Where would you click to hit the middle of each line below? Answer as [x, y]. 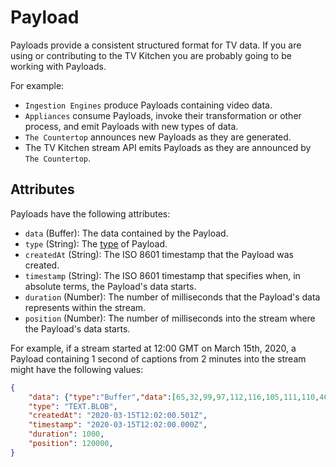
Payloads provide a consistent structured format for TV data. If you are [156, 45]
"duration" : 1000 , [66, 434]
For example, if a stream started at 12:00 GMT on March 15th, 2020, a [153, 348]
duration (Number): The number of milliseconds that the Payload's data [172, 297]
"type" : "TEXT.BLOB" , [73, 406]
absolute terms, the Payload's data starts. [110, 286]
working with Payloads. [58, 66]
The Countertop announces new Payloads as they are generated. [158, 137]
